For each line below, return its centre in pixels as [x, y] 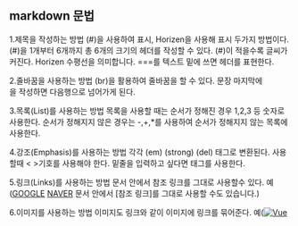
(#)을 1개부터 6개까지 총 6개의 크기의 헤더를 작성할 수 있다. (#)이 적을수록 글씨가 [149, 50]
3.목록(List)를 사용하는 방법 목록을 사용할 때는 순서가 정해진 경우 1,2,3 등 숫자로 [147, 111]
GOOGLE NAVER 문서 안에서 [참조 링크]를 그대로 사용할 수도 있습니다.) [136, 193]
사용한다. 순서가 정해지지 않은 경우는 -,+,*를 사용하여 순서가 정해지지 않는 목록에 [149, 121]
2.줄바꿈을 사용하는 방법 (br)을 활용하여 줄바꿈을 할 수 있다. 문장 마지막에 [136, 80]
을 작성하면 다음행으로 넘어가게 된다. [72, 91]
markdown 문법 [52, 16]
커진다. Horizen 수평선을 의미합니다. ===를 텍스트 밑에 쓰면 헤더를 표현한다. [142, 62]
